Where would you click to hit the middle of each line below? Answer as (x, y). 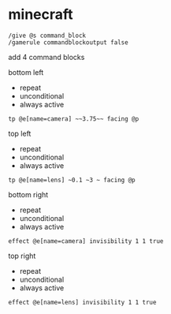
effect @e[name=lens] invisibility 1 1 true (82, 302)
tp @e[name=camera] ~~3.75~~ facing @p (74, 119)
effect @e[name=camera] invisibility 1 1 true (86, 241)
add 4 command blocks (46, 57)
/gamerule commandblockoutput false (68, 42)
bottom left (26, 72)
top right (22, 256)
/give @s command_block (47, 36)
